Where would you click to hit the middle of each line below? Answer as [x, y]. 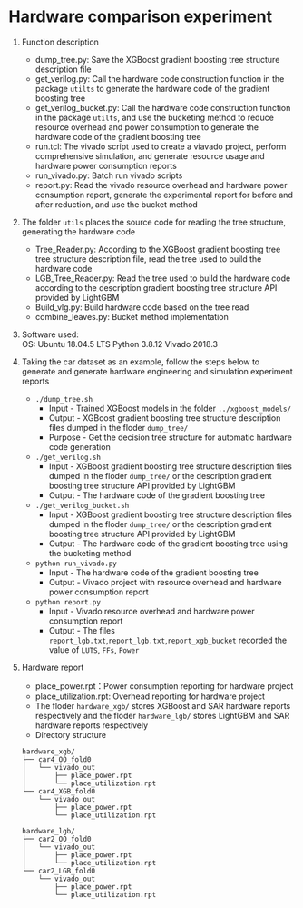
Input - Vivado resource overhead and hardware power [151, 611]
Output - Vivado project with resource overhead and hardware [165, 582]
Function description [60, 42]
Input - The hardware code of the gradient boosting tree [154, 572]
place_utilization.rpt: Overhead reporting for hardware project [150, 696]
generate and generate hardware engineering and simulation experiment [157, 371]
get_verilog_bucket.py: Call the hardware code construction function [163, 107]
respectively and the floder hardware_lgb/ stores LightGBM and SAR [162, 715]
